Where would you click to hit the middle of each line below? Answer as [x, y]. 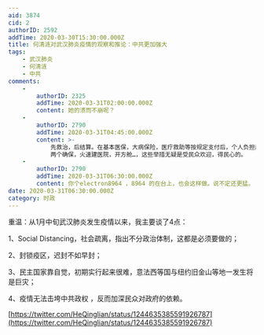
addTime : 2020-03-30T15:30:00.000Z [66, 37]
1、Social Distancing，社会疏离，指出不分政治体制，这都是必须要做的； [124, 238]
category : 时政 [32, 198]
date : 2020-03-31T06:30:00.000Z [61, 191]
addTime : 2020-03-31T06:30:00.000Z [95, 177]
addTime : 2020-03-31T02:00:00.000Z [95, 103]
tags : [17, 52]
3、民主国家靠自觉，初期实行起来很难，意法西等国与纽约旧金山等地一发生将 [131, 271]
